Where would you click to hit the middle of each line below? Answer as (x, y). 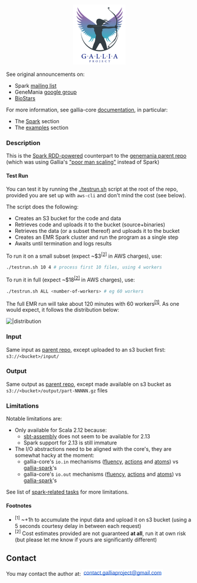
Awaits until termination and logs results (63, 243)
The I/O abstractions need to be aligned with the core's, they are (93, 449)
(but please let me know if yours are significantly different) (86, 539)
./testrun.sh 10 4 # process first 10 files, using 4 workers (84, 268)
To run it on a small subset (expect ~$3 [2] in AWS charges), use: (84, 255)
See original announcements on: (45, 74)
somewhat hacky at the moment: (54, 456)
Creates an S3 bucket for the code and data (68, 218)
